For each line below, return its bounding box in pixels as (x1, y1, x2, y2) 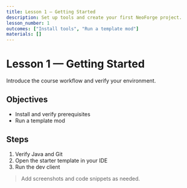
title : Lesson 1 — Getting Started (6, 8, 96, 15)
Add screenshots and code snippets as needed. (21, 175, 141, 182)
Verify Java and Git (14, 150, 63, 157)
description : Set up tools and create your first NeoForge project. (6, 14, 182, 20)
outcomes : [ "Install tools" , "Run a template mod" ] (6, 25, 139, 32)
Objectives (6, 95, 48, 105)
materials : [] (6, 31, 42, 37)
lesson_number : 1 (6, 20, 50, 26)
